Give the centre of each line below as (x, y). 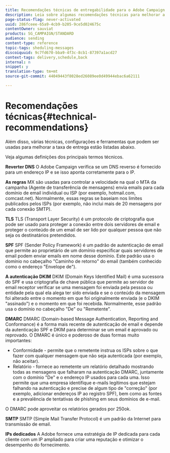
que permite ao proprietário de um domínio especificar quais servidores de (84, 250)
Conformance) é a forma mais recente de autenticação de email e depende (84, 324)
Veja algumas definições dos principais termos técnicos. (64, 157)
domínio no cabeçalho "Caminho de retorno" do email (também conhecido (83, 261)
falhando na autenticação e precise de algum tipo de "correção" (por (85, 388)
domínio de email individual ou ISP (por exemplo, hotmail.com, (70, 193)
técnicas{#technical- (51, 117)
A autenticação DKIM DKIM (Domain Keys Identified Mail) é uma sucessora (84, 276)
